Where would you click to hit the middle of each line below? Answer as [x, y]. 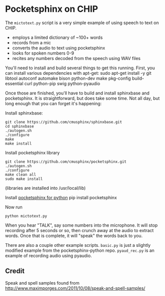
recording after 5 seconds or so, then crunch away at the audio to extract [80, 230]
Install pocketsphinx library [33, 152]
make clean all [21, 175]
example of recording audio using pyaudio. [49, 255]
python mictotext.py [26, 216]
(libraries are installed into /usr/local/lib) [46, 188]
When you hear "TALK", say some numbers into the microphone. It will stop [82, 225]
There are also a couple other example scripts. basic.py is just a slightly [78, 245]
